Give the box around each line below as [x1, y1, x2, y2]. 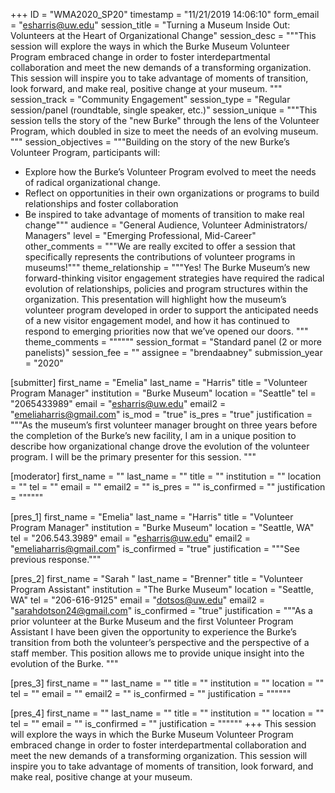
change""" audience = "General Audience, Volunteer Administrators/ [24, 219, 308, 231]
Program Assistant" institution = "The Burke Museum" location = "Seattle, [10, 584, 314, 595]
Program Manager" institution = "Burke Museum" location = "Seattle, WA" [10, 522, 315, 533]
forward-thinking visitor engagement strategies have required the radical [24, 272, 325, 284]
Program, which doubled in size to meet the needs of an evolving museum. [10, 125, 319, 137]
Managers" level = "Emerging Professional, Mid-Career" [24, 230, 257, 241]
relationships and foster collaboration [24, 198, 179, 209]
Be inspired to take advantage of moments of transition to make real [24, 209, 305, 220]
